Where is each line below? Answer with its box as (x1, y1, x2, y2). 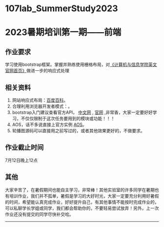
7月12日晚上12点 (5, 157, 38, 163)
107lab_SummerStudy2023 (5, 3, 118, 14)
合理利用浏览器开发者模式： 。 (12, 103, 72, 109)
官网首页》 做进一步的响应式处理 (5, 68, 69, 74)
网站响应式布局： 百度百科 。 (12, 97, 68, 103)
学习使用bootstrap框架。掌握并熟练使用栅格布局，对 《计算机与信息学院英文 (5, 62, 157, 67)
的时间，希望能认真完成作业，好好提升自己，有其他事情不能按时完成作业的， (5, 199, 159, 205)
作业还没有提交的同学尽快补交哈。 (5, 211, 74, 217)
